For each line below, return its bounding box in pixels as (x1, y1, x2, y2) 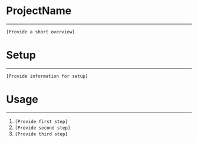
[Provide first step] (14, 118, 68, 124)
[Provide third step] (14, 131, 68, 137)
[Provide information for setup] (6, 73, 88, 79)
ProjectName (6, 4, 72, 18)
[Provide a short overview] (6, 29, 75, 35)
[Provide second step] (14, 125, 71, 131)
